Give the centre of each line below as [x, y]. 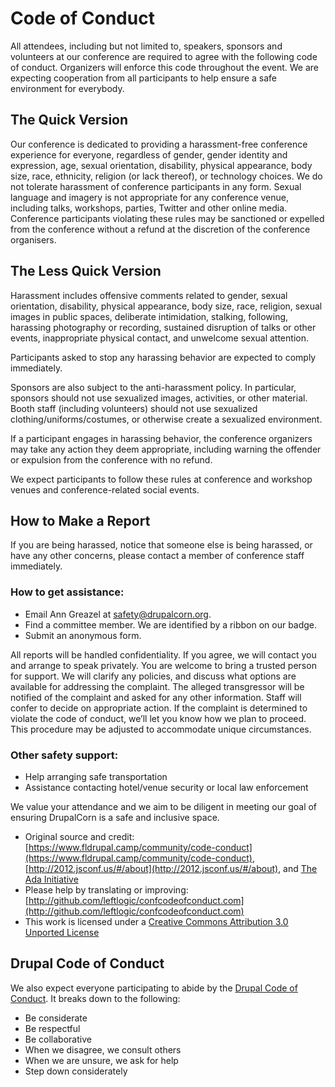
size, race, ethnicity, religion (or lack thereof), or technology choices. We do [166, 176]
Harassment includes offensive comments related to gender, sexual [149, 295]
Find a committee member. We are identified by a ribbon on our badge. [171, 624]
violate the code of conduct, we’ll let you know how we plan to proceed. [158, 718]
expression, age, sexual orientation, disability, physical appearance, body [161, 165]
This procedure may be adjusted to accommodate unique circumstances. [161, 729]
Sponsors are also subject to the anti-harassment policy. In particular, [153, 387]
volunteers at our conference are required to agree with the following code [164, 56]
